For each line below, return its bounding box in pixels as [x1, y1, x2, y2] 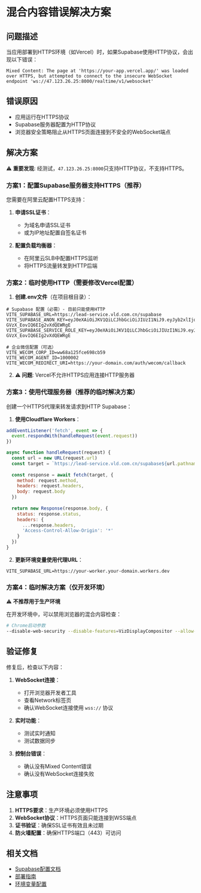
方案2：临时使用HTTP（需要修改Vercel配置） [6, 278, 138, 287]
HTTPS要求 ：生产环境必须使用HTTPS [14, 806, 108, 814]
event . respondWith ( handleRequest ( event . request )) [11, 433, 138, 439]
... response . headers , [22, 522, 77, 528]
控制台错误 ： [14, 749, 47, 757]
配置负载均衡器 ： [14, 242, 57, 249]
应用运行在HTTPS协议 [14, 113, 70, 120]
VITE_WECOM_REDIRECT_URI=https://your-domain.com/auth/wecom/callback [6, 360, 186, 367]
